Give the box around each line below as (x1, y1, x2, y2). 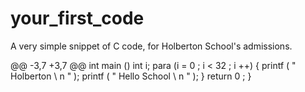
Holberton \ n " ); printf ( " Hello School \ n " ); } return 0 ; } (10, 70, 252, 82)
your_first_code (10, 7, 145, 30)
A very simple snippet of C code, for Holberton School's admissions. (10, 40, 293, 52)
